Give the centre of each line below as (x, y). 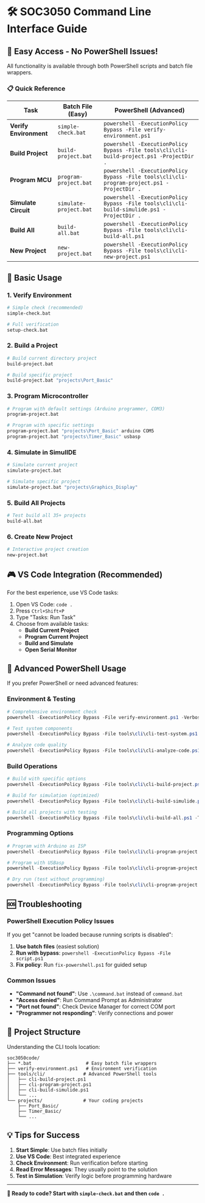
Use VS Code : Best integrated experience (68, 1156)
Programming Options (40, 833)
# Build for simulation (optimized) (53, 796)
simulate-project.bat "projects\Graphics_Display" (72, 487)
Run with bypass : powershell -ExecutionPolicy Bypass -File (93, 953)
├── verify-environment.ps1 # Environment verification (82, 1068)
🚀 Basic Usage (35, 278)
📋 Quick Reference (36, 88)
